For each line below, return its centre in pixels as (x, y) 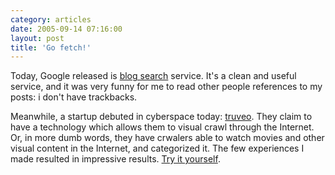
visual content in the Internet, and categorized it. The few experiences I (157, 148)
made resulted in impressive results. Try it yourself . (115, 159)
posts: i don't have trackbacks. (74, 97)
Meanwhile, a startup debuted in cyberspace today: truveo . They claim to (161, 117)
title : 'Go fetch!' (51, 47)
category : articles (51, 19)
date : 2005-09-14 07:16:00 (66, 29)
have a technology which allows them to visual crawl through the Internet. (162, 127)
